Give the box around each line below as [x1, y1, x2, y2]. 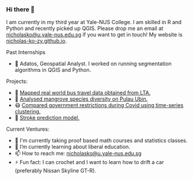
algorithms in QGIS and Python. [14, 66, 91, 74]
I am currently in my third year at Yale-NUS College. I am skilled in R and [6, 19, 182, 26]
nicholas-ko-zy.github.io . [6, 38, 67, 45]
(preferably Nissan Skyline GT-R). [14, 167, 96, 174]
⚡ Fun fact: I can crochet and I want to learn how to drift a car [14, 159, 164, 166]
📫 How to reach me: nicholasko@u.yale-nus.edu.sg [14, 150, 142, 157]
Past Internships [6, 49, 46, 56]
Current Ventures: [6, 126, 50, 133]
